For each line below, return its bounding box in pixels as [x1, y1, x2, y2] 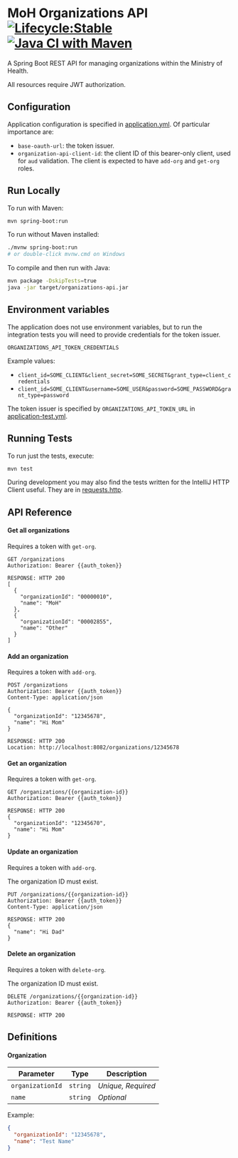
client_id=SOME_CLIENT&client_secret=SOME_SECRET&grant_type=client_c [17, 372, 232, 379]
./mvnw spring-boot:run [7, 244, 78, 251]
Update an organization [7, 847, 78, 856]
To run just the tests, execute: [7, 451, 94, 460]
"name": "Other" [20, 625, 69, 632]
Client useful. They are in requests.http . [7, 486, 123, 494]
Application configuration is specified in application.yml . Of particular [7, 120, 210, 128]
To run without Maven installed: [7, 230, 99, 239]
